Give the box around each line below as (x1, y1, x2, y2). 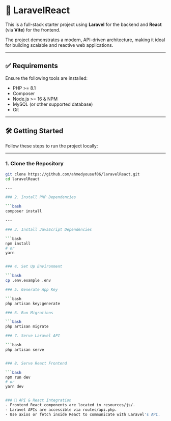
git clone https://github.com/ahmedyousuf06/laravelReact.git (5, 171, 140, 177)
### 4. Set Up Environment (5, 264, 63, 269)
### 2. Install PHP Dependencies (5, 195, 76, 200)
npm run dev (5, 375, 31, 380)
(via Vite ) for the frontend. (5, 26, 61, 33)
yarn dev (5, 384, 24, 389)
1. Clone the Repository (5, 160, 64, 167)
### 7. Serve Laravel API (5, 333, 60, 339)
